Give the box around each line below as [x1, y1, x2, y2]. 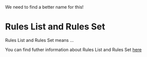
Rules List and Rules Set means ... [5, 37, 74, 43]
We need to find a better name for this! [5, 4, 84, 10]
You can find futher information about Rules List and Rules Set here [5, 46, 142, 53]
